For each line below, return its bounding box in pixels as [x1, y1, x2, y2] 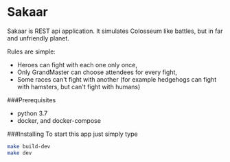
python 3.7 [16, 109, 48, 117]
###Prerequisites [7, 95, 56, 104]
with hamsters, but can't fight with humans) [16, 82, 141, 91]
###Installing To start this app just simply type [7, 130, 139, 138]
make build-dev [7, 143, 51, 150]
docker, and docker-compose [16, 116, 102, 124]
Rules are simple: [7, 47, 56, 56]
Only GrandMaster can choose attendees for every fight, [16, 68, 177, 76]
